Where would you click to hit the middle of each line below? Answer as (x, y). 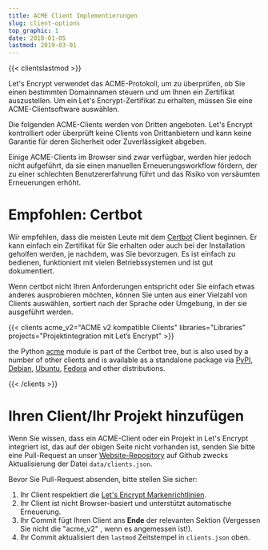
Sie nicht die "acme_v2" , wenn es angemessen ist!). (106, 529)
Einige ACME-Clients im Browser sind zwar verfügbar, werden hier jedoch (130, 157)
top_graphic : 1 (34, 30)
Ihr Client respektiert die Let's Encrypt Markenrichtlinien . (113, 495)
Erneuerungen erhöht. (45, 183)
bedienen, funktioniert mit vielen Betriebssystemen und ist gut (111, 263)
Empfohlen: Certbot (75, 215)
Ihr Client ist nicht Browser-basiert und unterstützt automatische (126, 503)
